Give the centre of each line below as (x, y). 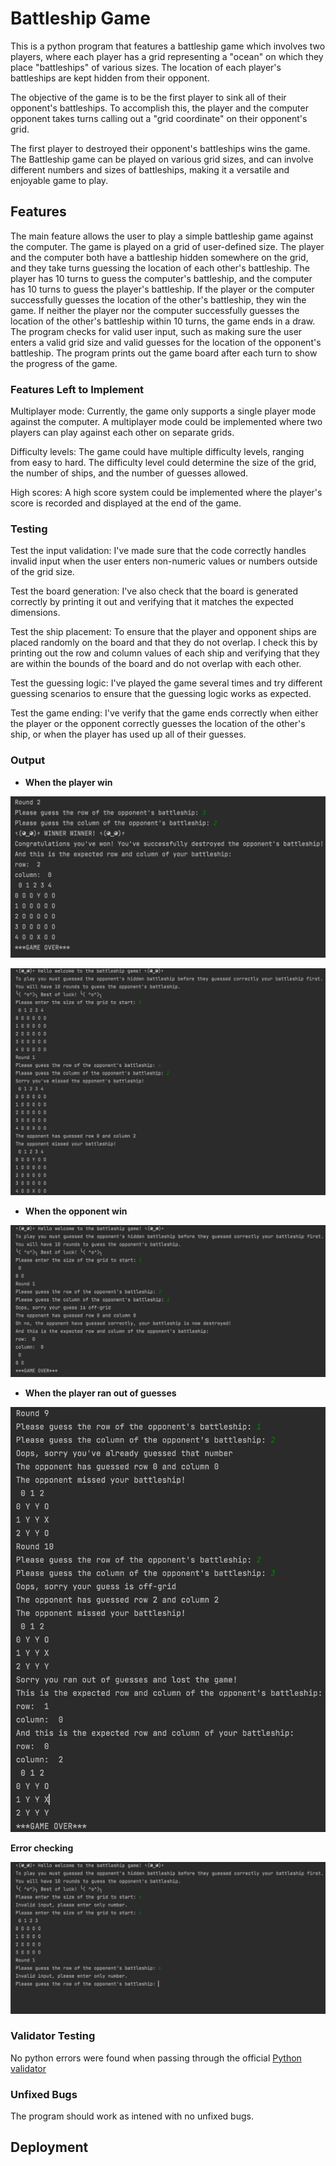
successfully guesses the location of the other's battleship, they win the (158, 299)
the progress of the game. (64, 363)
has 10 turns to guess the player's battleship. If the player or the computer (162, 289)
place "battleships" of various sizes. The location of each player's (146, 67)
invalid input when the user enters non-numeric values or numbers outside (164, 561)
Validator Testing (53, 2036)
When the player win (68, 782)
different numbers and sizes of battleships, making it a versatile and (150, 169)
